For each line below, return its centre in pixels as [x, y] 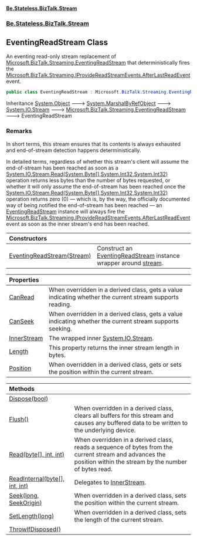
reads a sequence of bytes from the [123, 447]
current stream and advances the [120, 454]
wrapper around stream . [130, 263]
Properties [24, 280]
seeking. [60, 329]
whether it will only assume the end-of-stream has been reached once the [96, 186]
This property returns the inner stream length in [114, 347]
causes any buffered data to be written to [131, 422]
